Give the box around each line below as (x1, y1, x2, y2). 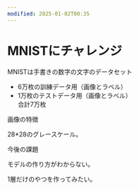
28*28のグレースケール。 (7, 129, 83, 138)
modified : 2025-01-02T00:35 (7, 10, 90, 18)
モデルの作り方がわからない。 (7, 160, 94, 168)
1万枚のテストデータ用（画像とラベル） (17, 91, 132, 99)
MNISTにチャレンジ (7, 43, 122, 58)
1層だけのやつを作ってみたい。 (7, 175, 97, 183)
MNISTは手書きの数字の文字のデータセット (7, 68, 133, 76)
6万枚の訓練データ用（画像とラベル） (17, 82, 127, 91)
